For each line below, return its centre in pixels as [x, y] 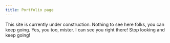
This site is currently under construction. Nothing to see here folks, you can [85, 24]
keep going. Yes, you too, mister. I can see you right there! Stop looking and [85, 30]
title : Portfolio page [29, 10]
